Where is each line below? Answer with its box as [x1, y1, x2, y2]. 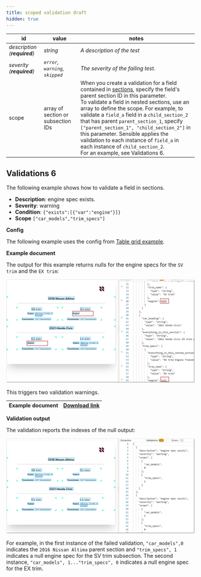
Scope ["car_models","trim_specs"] [14, 215, 106, 222]
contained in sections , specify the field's [80, 86, 180, 93]
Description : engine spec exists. [14, 196, 96, 203]
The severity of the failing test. [80, 65, 156, 72]
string [44, 47, 59, 54]
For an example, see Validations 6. [80, 149, 165, 156]
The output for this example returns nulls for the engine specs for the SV [6, 261, 184, 269]
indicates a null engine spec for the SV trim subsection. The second [6, 552, 173, 559]
